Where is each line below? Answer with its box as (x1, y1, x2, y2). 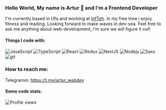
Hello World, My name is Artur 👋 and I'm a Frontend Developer (5, 4, 158, 11)
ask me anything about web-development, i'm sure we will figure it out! (5, 26, 151, 32)
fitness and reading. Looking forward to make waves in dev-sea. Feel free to (5, 21, 162, 27)
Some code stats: (5, 88, 42, 94)
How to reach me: (5, 66, 49, 73)
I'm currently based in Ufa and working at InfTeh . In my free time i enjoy (5, 16, 153, 22)
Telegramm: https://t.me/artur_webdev (5, 77, 84, 83)
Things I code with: (5, 37, 46, 43)
